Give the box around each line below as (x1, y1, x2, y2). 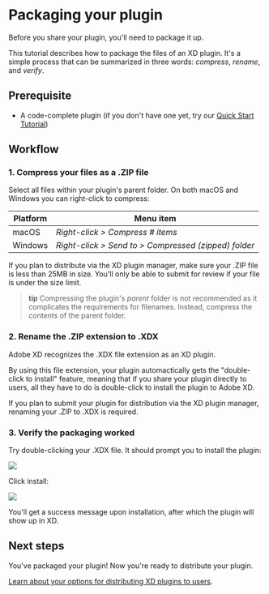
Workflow (8, 143, 59, 156)
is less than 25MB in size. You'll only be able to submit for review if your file (8, 269, 261, 279)
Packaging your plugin (8, 6, 164, 24)
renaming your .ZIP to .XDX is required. (8, 407, 139, 417)
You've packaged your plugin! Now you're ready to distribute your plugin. (8, 561, 254, 570)
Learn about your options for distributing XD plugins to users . (8, 576, 213, 586)
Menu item (134, 213, 177, 224)
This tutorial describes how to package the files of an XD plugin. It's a (8, 48, 241, 58)
